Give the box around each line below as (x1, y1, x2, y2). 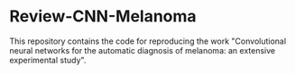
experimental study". (9, 54, 87, 65)
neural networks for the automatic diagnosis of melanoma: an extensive (9, 45, 276, 55)
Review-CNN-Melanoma (9, 6, 197, 27)
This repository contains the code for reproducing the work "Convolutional (9, 36, 287, 46)
